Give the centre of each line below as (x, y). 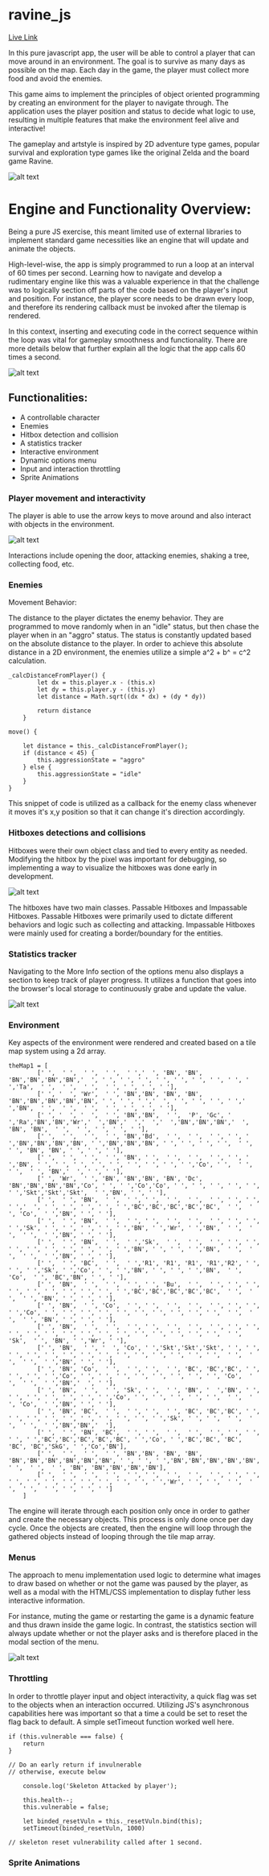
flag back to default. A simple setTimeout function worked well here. (121, 1721)
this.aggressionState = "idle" (90, 774)
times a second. (35, 357)
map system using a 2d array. (57, 1051)
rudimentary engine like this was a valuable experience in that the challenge (134, 281)
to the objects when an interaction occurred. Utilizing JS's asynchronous (129, 1704)
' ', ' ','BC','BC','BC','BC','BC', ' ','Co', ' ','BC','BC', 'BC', (125, 1440)
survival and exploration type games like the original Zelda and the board (129, 152)
